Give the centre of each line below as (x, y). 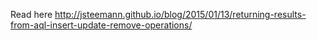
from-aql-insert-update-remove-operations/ (101, 25)
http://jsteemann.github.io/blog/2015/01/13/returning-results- (180, 14)
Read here (31, 14)
